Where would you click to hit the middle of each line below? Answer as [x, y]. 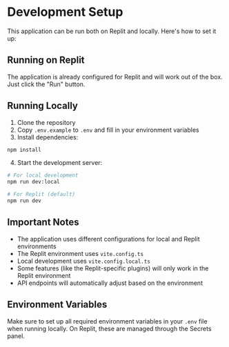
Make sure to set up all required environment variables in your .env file [108, 321]
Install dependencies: [48, 137]
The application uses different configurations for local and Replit [108, 239]
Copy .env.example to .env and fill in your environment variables [108, 130]
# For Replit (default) [41, 195]
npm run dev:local [33, 182]
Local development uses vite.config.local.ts [83, 261]
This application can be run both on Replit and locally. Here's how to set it [112, 31]
